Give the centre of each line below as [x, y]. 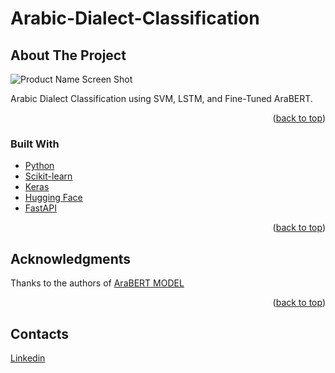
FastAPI [40, 208]
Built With [35, 144]
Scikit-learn [48, 176]
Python [39, 166]
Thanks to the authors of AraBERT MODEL [97, 283]
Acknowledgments [71, 258]
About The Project [68, 55]
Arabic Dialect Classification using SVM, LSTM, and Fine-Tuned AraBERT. [161, 98]
